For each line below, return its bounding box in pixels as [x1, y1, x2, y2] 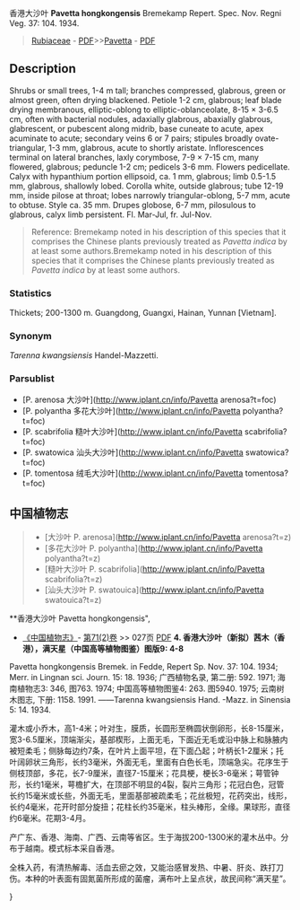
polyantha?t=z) [44, 553, 101, 564]
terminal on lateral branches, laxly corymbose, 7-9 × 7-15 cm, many [9, 152, 260, 162]
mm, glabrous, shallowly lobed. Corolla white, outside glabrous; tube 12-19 [9, 180, 284, 191]
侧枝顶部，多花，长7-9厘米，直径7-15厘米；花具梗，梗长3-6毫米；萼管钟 [9, 767, 279, 778]
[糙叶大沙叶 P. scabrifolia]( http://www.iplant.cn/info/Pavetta [44, 564, 266, 574]
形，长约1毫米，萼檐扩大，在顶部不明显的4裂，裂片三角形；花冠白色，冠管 [9, 779, 285, 790]
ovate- [254, 133, 279, 144]
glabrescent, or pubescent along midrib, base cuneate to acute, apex [9, 123, 264, 134]
